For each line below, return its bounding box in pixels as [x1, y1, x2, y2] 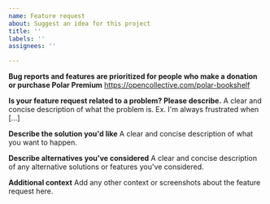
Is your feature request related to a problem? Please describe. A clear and [8, 96, 262, 106]
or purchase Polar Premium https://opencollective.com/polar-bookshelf [8, 80, 250, 90]
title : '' [8, 27, 42, 35]
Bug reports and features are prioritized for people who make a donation [8, 72, 258, 81]
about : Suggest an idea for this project [8, 20, 151, 28]
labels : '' [8, 34, 46, 43]
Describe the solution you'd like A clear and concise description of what [8, 129, 254, 139]
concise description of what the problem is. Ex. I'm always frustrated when [8, 105, 259, 115]
